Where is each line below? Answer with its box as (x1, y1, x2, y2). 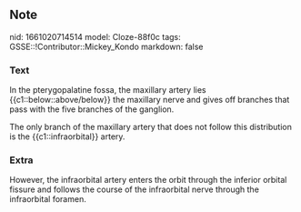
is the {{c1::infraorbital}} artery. (9, 131, 125, 142)
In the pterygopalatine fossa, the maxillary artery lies (9, 85, 206, 96)
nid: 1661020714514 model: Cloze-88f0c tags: (9, 31, 182, 42)
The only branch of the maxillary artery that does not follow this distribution (9, 122, 293, 133)
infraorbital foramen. (9, 194, 86, 205)
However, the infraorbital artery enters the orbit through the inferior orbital (9, 175, 287, 186)
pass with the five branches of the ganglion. (9, 104, 175, 115)
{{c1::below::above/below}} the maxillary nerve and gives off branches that (9, 95, 290, 106)
